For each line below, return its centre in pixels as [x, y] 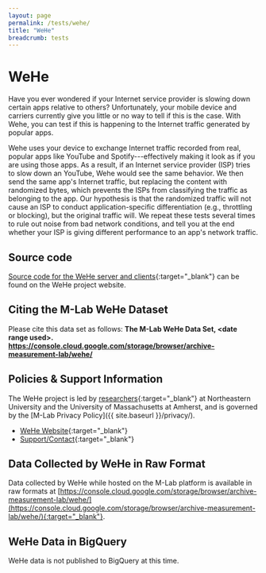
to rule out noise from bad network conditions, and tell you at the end [121, 224]
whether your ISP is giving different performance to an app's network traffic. [133, 233]
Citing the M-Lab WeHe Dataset [88, 310]
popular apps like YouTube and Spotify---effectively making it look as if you [132, 156]
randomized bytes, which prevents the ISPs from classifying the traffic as [128, 190]
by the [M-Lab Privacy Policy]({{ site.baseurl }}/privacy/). [102, 415]
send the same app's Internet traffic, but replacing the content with [118, 182]
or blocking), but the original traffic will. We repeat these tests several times [132, 216]
